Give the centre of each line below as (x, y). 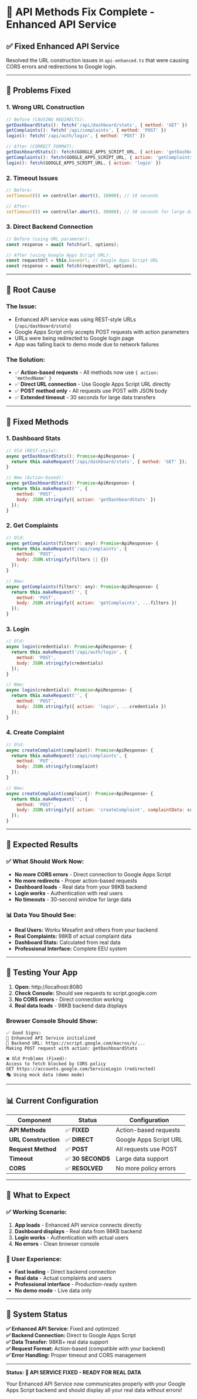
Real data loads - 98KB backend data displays (71, 1006)
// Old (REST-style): (33, 450)
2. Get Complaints (32, 526)
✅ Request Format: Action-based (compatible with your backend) (86, 1348)
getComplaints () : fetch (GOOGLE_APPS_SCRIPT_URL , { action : (80, 157)
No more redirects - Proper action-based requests (76, 880)
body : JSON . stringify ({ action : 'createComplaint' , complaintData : (101, 810)
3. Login (18, 629)
